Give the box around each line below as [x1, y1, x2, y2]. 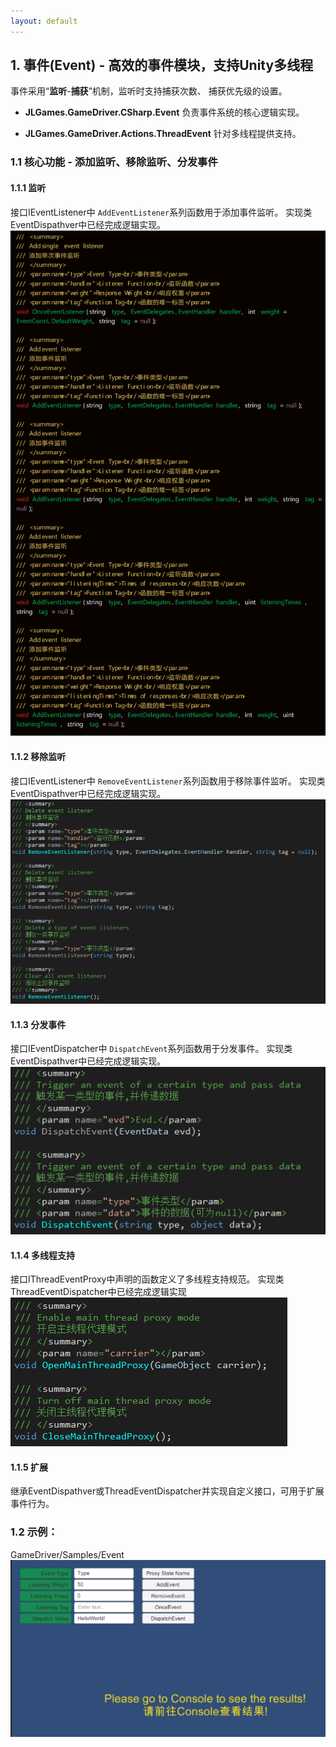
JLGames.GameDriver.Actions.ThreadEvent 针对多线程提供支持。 [24, 128, 302, 140]
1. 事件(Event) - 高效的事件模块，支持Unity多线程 [10, 57, 314, 74]
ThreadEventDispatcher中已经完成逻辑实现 [10, 1286, 187, 1298]
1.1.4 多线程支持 [10, 1249, 75, 1261]
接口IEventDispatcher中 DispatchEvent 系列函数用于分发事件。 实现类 [10, 1043, 293, 1055]
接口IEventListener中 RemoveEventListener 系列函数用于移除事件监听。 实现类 [10, 775, 326, 787]
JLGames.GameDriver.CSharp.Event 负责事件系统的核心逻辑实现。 [24, 106, 305, 119]
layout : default [10, 16, 78, 26]
